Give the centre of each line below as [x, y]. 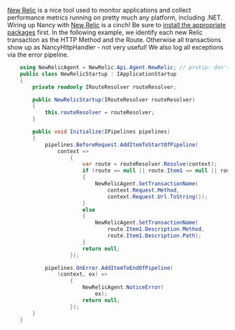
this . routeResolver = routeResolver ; [100, 113]
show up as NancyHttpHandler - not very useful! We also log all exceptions [115, 47]
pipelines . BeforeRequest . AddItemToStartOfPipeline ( [121, 145]
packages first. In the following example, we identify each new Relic [105, 32]
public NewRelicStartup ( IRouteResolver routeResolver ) [114, 100]
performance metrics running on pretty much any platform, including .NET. [115, 17]
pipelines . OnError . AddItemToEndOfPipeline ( [109, 268]
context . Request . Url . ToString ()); [158, 196]
